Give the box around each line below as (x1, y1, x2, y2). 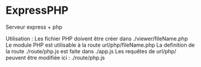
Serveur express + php (5, 23, 62, 31)
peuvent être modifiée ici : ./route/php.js (5, 54, 106, 61)
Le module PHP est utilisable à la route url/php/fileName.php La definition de (5, 41, 195, 48)
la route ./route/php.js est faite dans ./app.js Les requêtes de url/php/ (5, 47, 176, 54)
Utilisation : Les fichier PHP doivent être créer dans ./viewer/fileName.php (5, 35, 188, 42)
